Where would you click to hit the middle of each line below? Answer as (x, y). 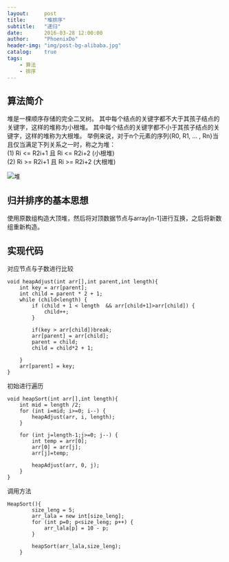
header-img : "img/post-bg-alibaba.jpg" (64, 46)
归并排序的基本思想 (48, 200)
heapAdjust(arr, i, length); (74, 417)
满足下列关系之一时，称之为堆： (70, 145)
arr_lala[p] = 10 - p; (76, 528)
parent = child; (55, 342)
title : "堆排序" (36, 20)
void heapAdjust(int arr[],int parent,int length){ (83, 281)
